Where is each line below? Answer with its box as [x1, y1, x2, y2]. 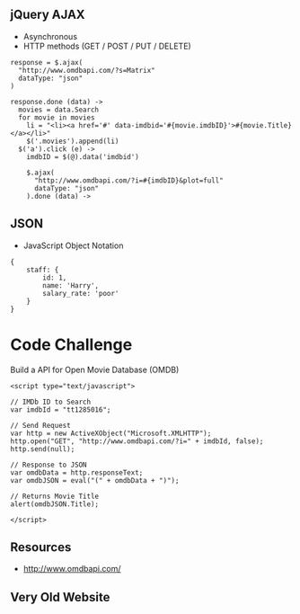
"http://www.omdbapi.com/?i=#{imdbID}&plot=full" [33, 175, 224, 185]
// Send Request [10, 421, 71, 430]
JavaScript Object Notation [22, 240, 124, 251]
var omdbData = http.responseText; [10, 467, 144, 477]
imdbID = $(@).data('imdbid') [26, 152, 140, 161]
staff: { [26, 265, 59, 274]
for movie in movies [18, 112, 95, 122]
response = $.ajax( [10, 58, 84, 67]
